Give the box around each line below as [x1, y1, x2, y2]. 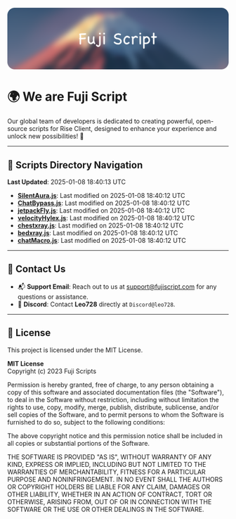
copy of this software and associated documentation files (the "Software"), [7, 388, 225, 396]
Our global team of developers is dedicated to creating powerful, [7, 117, 195, 125]
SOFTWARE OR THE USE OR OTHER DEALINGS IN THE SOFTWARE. [7, 505, 204, 513]
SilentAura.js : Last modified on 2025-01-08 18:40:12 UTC [17, 192, 185, 200]
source [7, 125, 28, 133]
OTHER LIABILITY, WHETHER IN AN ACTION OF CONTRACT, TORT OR [7, 490, 212, 499]
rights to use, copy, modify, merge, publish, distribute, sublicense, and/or [7, 403, 219, 411]
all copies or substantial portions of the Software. [7, 439, 150, 447]
